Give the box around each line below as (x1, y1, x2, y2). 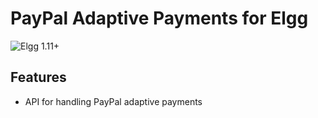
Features (10, 69, 67, 86)
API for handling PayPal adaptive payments (24, 95, 203, 107)
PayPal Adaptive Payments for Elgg (10, 7, 309, 30)
